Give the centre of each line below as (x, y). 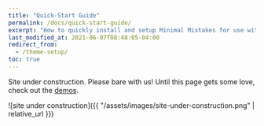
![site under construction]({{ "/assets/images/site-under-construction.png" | (132, 105)
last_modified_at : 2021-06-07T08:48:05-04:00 (84, 37)
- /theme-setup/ (42, 52)
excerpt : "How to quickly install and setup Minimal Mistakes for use (126, 30)
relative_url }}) (31, 113)
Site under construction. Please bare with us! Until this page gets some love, (132, 82)
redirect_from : (33, 45)
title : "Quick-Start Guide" (54, 15)
